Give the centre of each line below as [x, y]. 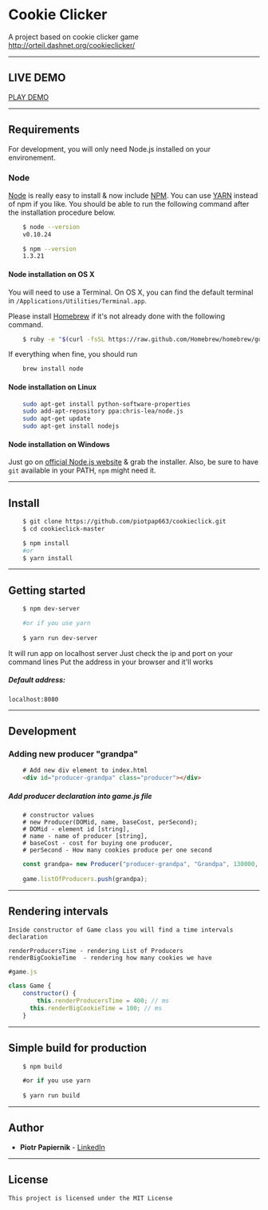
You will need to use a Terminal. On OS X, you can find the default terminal [131, 292]
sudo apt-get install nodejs [71, 426]
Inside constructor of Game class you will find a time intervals [121, 930]
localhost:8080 [33, 699]
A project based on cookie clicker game [74, 37]
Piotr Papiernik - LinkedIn [62, 1147]
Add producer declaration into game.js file [81, 796]
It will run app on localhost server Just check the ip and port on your [120, 653]
